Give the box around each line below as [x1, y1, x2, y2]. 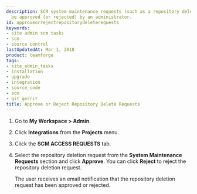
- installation [6, 69, 43, 74]
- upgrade [6, 74, 30, 80]
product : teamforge [6, 52, 54, 58]
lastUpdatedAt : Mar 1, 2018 [6, 47, 75, 53]
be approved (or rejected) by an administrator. [11, 14, 133, 20]
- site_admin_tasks [6, 63, 54, 69]
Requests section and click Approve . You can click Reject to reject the [14, 158, 186, 165]
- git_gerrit [6, 96, 38, 101]
